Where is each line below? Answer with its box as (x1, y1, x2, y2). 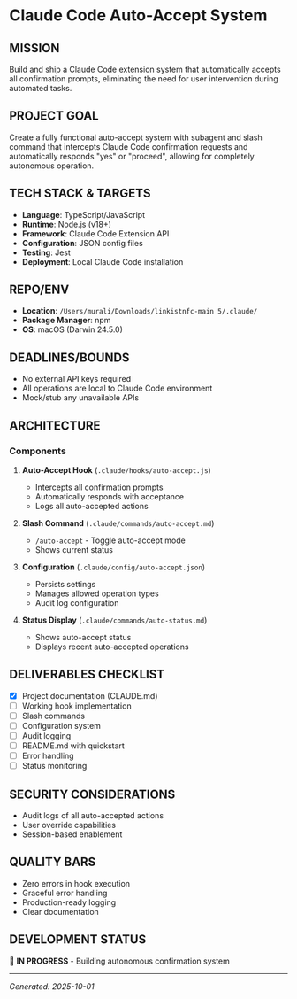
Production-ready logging (21, 896, 117, 908)
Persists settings (34, 578, 96, 589)
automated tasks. (9, 83, 72, 93)
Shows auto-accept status (34, 631, 132, 642)
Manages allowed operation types (34, 588, 159, 599)
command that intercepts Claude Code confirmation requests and (9, 141, 248, 151)
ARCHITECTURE (9, 418, 101, 433)
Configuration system (21, 720, 102, 731)
